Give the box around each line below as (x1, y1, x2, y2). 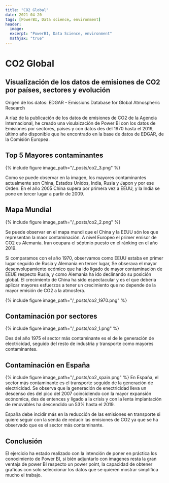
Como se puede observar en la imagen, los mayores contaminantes (5, 174, 147, 181)
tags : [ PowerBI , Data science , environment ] (5, 17, 101, 22)
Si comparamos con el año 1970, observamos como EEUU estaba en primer (5, 255, 163, 261)
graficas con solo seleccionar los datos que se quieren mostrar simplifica (5, 466, 158, 472)
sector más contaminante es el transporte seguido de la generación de (5, 380, 153, 386)
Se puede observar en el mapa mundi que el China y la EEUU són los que (5, 229, 158, 235)
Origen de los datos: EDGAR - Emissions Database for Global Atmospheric (5, 99, 160, 105)
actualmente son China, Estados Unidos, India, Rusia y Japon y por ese (5, 180, 154, 186)
